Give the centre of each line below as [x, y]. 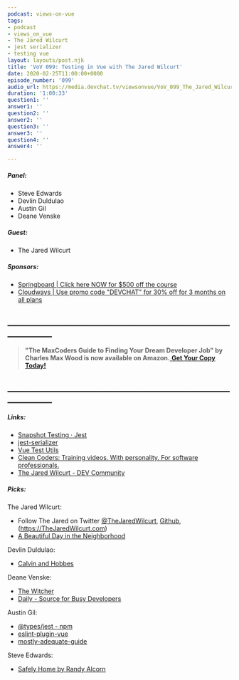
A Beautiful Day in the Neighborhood [71, 536]
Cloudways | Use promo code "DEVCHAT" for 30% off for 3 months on [122, 292]
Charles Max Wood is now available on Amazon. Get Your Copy [120, 357]
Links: [17, 417]
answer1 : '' [25, 107]
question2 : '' [28, 113]
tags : [15, 21]
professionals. [38, 465]
